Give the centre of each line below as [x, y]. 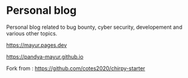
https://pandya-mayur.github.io [45, 56]
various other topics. [32, 33]
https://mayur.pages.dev [37, 45]
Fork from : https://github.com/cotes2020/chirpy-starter [76, 68]
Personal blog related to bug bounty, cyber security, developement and [94, 27]
